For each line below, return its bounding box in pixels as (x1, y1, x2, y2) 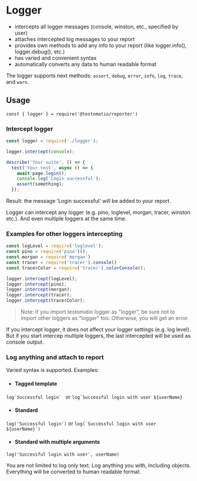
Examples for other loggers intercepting (6, 229, 123, 238)
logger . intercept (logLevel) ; (6, 275, 78, 282)
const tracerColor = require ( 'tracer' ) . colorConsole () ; (6, 265, 146, 271)
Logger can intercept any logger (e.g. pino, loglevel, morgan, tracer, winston (6, 209, 191, 216)
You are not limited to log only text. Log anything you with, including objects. (6, 462, 191, 469)
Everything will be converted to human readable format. (6, 468, 141, 475)
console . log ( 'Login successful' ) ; (16, 176, 101, 182)
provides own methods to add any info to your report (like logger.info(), (14, 42, 187, 49)
